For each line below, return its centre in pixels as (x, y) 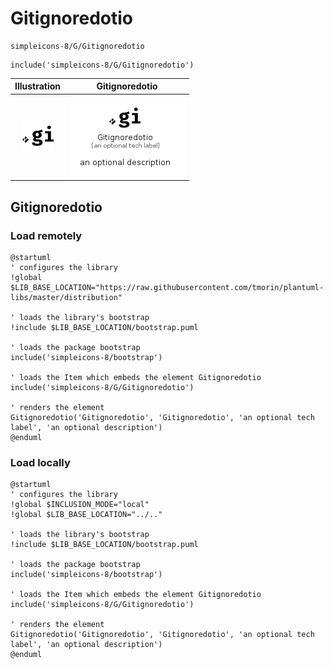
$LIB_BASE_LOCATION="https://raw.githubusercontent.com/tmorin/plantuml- (167, 287)
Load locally (40, 462)
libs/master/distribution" (66, 297)
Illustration (38, 86)
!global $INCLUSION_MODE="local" (80, 505)
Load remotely (46, 235)
